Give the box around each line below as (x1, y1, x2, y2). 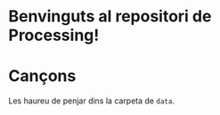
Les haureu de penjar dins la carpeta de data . (8, 95, 175, 106)
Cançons (8, 66, 77, 86)
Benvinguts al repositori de (8, 6, 212, 27)
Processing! (8, 25, 100, 45)
